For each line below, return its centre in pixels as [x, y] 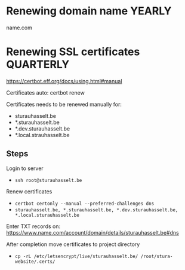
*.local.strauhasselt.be [42, 135]
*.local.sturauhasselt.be [47, 215]
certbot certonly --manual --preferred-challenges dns [84, 204]
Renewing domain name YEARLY [89, 11]
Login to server [25, 168]
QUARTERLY [38, 65]
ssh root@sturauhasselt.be [48, 180]
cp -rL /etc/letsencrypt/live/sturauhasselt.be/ [76, 256]
